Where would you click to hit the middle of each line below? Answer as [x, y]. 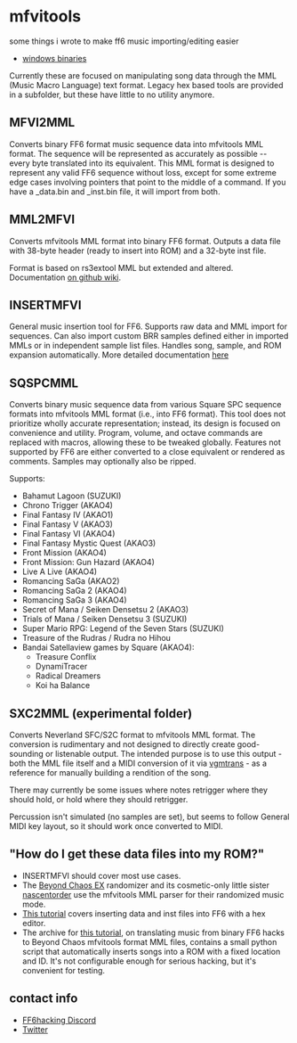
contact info [44, 999]
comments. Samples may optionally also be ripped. [103, 462]
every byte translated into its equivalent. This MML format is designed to [142, 163]
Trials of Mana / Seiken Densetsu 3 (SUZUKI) [104, 619]
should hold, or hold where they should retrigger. [99, 799]
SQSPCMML [44, 383]
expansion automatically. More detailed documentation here [119, 355]
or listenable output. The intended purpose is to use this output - [164, 754]
